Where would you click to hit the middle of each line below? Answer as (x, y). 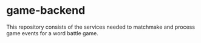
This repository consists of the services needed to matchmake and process (101, 27)
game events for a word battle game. (52, 33)
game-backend (46, 10)
